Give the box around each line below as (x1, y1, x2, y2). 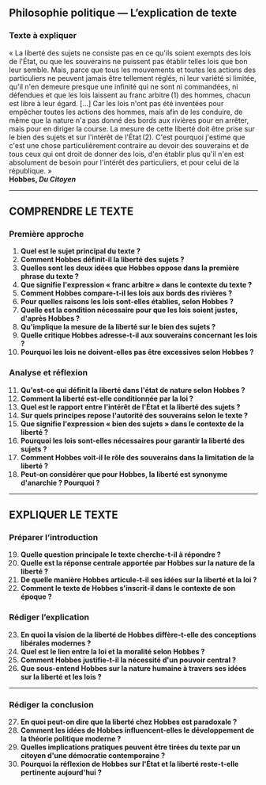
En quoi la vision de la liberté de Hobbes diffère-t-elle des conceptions (20, 630, 257, 639)
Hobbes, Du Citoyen (9, 174, 77, 184)
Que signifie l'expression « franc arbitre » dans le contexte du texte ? (20, 280, 253, 290)
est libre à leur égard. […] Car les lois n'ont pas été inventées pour (9, 98, 224, 108)
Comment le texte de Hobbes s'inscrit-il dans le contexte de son (20, 584, 236, 593)
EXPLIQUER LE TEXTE (9, 509, 118, 522)
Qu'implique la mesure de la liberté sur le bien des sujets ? (20, 322, 216, 332)
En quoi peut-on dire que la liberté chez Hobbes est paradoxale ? (20, 717, 238, 726)
